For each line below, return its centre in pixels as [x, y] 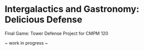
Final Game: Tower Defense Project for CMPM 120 [56, 33]
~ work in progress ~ [26, 43]
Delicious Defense [43, 20]
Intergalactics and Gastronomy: [72, 9]
